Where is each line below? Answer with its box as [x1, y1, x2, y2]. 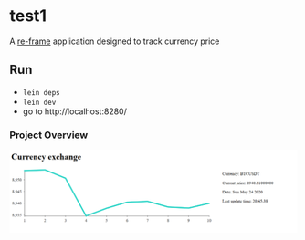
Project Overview [9, 129, 89, 141]
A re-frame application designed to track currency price [9, 36, 220, 47]
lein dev [22, 98, 57, 107]
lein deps [22, 88, 61, 97]
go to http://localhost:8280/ [22, 106, 128, 117]
